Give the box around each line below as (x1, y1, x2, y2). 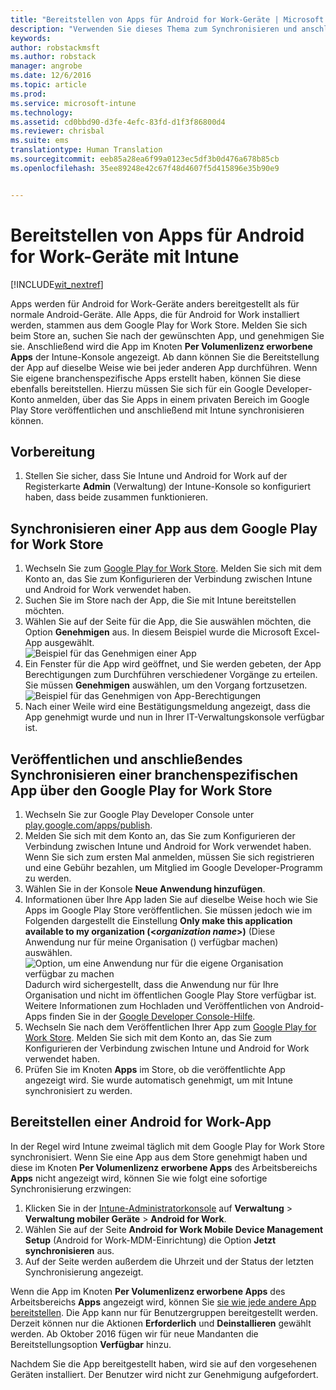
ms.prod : (10, 89, 47, 99)
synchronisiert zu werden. (24, 1085, 133, 1096)
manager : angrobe (10, 61, 83, 71)
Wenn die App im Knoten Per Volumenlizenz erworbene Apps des (10, 1285, 286, 1297)
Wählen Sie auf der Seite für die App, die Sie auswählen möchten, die (24, 616, 312, 628)
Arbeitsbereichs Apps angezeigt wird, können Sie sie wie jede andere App (10, 1296, 317, 1308)
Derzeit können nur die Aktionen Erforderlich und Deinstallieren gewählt (10, 1317, 312, 1329)
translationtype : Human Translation (10, 145, 163, 155)
